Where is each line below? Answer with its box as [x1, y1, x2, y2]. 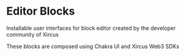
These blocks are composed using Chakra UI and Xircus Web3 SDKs [6, 43, 180, 50]
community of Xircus [6, 30, 59, 38]
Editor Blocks [6, 4, 75, 18]
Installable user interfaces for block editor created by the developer [6, 24, 176, 32]
